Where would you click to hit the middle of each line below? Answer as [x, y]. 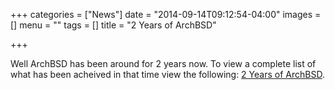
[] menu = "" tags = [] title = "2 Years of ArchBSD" [113, 25]
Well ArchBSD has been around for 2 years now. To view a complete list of [163, 63]
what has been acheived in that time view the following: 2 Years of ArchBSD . [167, 74]
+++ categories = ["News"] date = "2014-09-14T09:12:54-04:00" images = [166, 14]
